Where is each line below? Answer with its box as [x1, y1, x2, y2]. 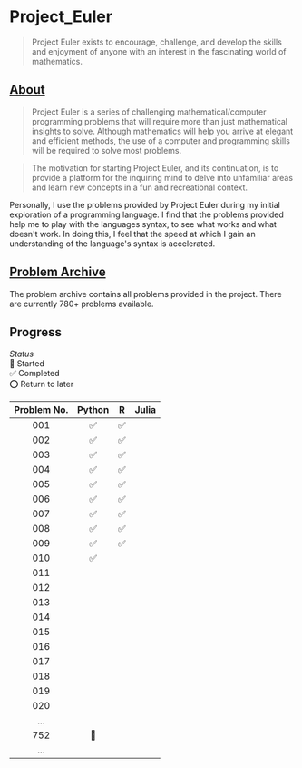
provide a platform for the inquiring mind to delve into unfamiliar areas [31, 172, 293, 183]
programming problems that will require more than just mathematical [31, 115, 288, 126]
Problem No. [14, 404, 69, 416]
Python [76, 404, 110, 416]
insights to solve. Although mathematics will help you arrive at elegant [31, 125, 294, 136]
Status [9, 348, 34, 360]
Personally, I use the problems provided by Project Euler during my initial [9, 199, 281, 210]
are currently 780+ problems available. [9, 298, 154, 309]
